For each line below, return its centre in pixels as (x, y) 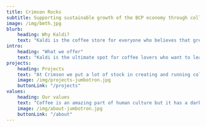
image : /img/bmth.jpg (34, 23)
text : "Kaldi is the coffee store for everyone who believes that (104, 40)
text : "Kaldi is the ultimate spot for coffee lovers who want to (104, 57)
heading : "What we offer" (51, 52)
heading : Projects (41, 69)
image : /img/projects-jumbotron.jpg (64, 80)
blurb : (15, 29)
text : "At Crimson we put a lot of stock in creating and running (104, 74)
